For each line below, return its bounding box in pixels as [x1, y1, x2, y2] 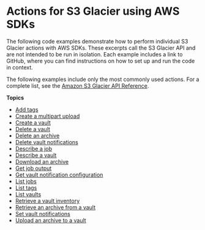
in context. [6, 63, 34, 71]
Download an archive [15, 158, 69, 165]
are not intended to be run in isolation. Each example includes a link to [6, 50, 183, 58]
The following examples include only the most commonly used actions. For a [6, 75, 199, 83]
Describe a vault [15, 151, 57, 159]
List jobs [15, 177, 37, 185]
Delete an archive [15, 132, 60, 139]
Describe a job [15, 145, 53, 152]
